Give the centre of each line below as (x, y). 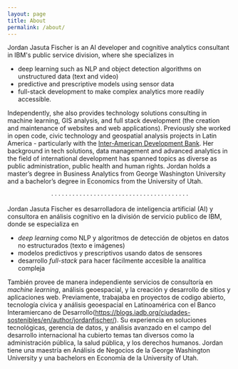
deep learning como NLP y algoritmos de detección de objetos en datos (123, 238)
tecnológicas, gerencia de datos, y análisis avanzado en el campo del (109, 328)
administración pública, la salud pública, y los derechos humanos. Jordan (115, 343)
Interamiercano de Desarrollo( (51, 313)
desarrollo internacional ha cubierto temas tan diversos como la (101, 335)
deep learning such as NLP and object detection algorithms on (109, 69)
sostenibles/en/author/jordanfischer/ (61, 320)
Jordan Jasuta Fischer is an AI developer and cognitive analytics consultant (118, 48)
